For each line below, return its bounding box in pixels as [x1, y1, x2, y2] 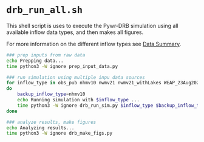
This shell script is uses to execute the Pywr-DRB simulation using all [6, 22, 178, 29]
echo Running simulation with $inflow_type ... [17, 97, 140, 103]
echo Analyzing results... [6, 124, 75, 131]
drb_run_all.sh [6, 4, 83, 16]
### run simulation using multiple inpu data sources [6, 74, 146, 80]
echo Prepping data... [6, 58, 64, 64]
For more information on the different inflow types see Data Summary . [6, 40, 182, 47]
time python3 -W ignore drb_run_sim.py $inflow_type [17, 102, 154, 109]
